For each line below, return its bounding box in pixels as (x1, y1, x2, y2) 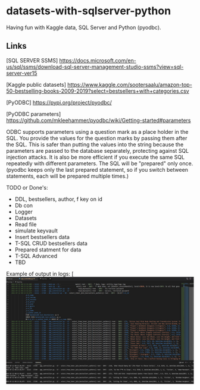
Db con (14, 202, 33, 209)
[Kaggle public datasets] (6, 81, 67, 88)
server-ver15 (6, 70, 37, 77)
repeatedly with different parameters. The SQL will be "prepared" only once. (6, 159, 193, 167)
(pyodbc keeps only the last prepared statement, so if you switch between (6, 166, 189, 173)
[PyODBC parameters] (6, 110, 61, 117)
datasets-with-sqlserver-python (6, 4, 171, 18)
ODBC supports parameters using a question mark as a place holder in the (6, 128, 189, 135)
